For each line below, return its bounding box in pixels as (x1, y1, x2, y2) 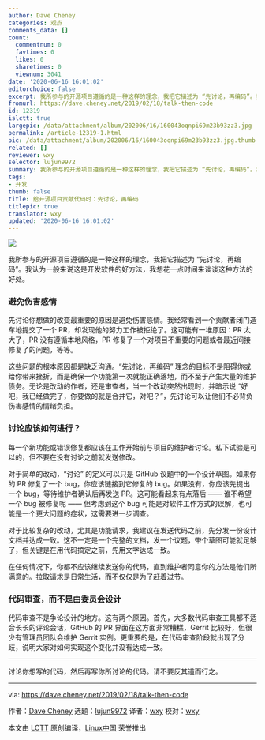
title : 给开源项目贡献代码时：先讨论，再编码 (8, 195, 140, 203)
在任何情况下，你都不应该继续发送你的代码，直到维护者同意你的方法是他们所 (8, 562, 257, 571)
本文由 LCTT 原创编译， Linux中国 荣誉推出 (8, 723, 147, 733)
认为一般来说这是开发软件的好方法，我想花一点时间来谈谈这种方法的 (32, 265, 254, 274)
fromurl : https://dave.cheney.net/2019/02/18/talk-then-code (8, 100, 214, 107)
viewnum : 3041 (15, 70, 62, 78)
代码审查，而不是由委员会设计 (8, 593, 122, 604)
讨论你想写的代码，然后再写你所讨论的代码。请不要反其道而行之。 (8, 667, 222, 676)
